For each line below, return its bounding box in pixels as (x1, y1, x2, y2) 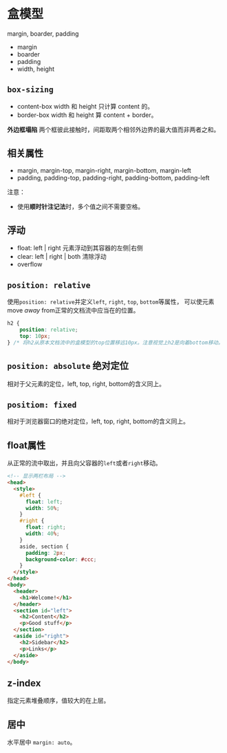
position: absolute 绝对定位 (7, 360, 129, 372)
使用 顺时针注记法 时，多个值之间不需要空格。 (17, 202, 144, 211)
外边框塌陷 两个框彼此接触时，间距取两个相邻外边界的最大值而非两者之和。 (7, 125, 220, 134)
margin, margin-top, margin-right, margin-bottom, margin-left (17, 166, 191, 174)
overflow (17, 260, 43, 268)
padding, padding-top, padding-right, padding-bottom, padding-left (17, 173, 210, 182)
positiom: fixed (7, 400, 77, 410)
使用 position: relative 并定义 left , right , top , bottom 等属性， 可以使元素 (7, 297, 215, 306)
